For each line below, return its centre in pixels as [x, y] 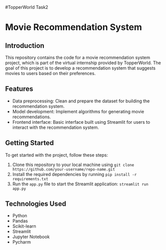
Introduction [25, 45]
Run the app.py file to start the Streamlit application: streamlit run [80, 184]
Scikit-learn [24, 226]
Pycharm [22, 242]
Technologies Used [36, 204]
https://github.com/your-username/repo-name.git [64, 169]
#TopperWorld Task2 [27, 7]
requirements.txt [30, 179]
